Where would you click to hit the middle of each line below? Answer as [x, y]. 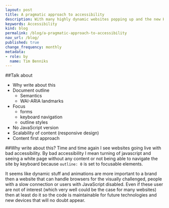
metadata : [16, 52]
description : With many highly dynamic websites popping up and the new [83, 19]
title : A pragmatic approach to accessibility [55, 15]
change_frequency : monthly [33, 47]
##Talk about [19, 75]
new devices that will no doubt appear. [45, 200]
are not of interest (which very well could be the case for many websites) [81, 190]
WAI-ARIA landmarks [42, 101]
